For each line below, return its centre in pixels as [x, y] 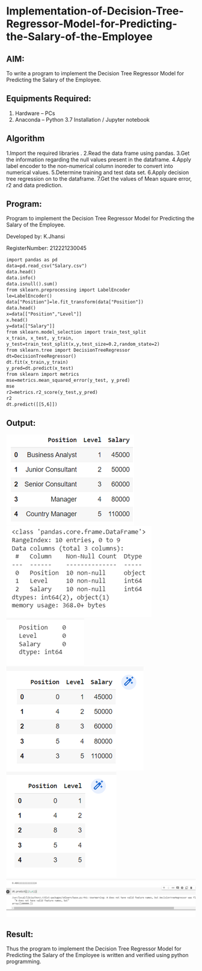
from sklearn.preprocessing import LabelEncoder [68, 290]
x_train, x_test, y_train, [40, 339]
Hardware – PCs [35, 113]
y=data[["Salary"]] [31, 326]
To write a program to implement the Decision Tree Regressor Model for [95, 73]
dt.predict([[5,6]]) [32, 405]
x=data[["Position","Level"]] [44, 314]
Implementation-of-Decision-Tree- [95, 11]
